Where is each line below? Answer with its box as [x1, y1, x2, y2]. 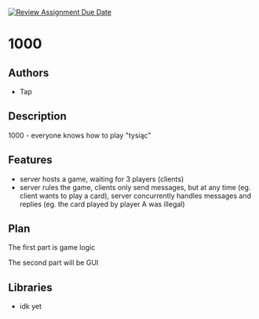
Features [8, 153, 53, 167]
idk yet [19, 302, 42, 311]
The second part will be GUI [8, 258, 99, 267]
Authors [8, 66, 49, 79]
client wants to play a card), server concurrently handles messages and [19, 191, 252, 200]
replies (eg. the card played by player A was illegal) [19, 199, 186, 208]
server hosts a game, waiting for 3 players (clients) [19, 174, 184, 184]
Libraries [8, 280, 53, 294]
